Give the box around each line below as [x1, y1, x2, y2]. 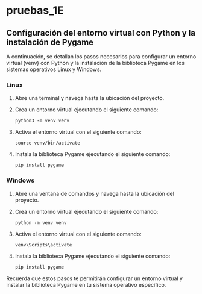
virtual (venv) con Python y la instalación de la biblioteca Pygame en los [6, 60, 185, 66]
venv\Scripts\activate [14, 242, 72, 248]
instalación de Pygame [6, 37, 94, 47]
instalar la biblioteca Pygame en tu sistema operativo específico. [6, 281, 166, 288]
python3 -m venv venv [14, 118, 69, 124]
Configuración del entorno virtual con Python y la [6, 28, 196, 38]
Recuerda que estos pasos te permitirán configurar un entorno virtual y [6, 275, 183, 282]
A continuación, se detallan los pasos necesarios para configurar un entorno [6, 53, 197, 60]
